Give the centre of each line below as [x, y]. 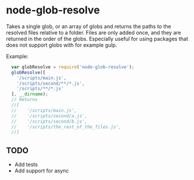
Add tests [26, 165]
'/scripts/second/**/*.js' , [51, 83]
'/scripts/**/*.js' [40, 89]
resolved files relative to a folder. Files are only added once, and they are [93, 32]
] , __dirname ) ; [30, 94]
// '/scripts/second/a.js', [49, 116]
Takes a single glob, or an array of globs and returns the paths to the [89, 26]
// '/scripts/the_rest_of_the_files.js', [66, 127]
